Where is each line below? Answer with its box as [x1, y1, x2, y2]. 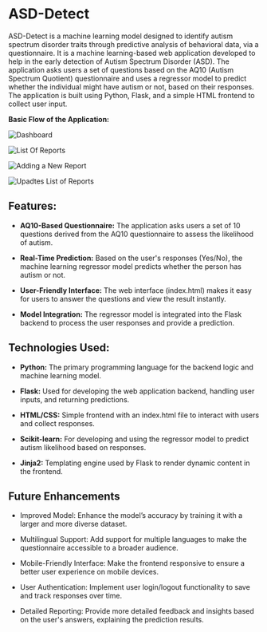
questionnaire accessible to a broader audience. [19, 543, 179, 553]
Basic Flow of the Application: [8, 114, 110, 124]
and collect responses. [19, 418, 96, 428]
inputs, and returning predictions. [19, 394, 130, 404]
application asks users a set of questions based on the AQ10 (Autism [8, 65, 234, 74]
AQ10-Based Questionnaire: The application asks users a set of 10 [19, 220, 241, 230]
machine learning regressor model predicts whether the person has [19, 261, 241, 271]
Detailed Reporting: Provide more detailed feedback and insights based [19, 606, 255, 616]
